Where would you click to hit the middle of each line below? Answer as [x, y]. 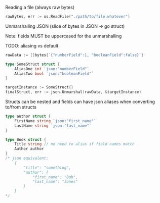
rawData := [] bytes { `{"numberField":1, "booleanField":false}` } [74, 55]
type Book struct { [26, 139]
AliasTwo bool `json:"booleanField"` [54, 73]
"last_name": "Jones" [55, 182]
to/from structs [21, 107]
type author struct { [28, 116]
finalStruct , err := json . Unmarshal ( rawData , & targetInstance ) [73, 92]
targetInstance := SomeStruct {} [39, 87]
